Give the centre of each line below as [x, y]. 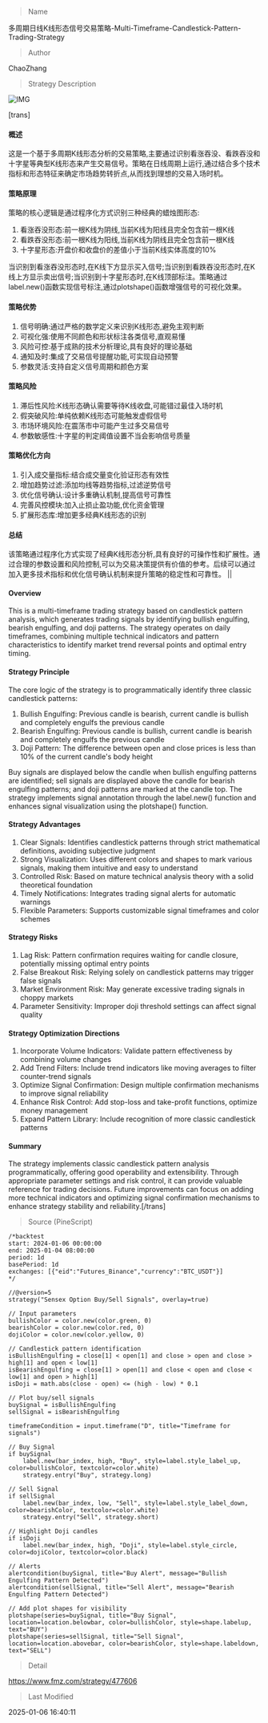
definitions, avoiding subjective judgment [88, 850]
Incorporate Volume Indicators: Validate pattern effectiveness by [126, 1051]
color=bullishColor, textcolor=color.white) [84, 1468]
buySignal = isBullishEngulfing [62, 1405]
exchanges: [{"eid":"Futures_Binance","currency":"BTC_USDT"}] [116, 1272]
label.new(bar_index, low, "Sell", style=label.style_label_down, [136, 1503]
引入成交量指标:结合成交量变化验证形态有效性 [94, 475]
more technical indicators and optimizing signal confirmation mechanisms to [134, 1198]
